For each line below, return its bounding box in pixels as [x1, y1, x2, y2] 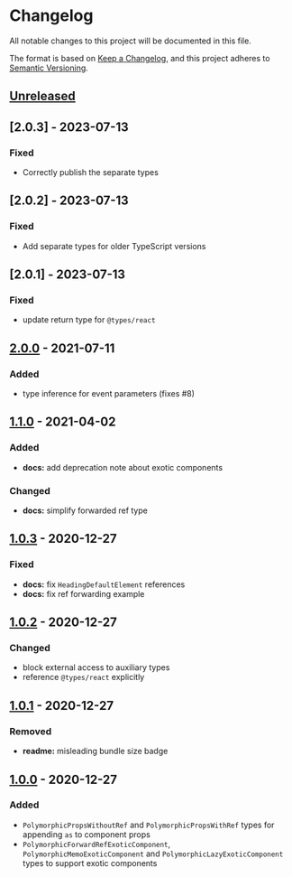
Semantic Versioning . [9, 62, 88, 73]
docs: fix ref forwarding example [22, 588, 145, 599]
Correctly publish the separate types [22, 167, 160, 178]
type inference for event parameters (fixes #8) [22, 388, 196, 399]
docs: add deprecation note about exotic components [22, 462, 224, 472]
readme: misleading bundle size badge [22, 746, 169, 757]
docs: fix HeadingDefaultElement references [22, 579, 186, 590]
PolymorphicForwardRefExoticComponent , [22, 838, 171, 849]
